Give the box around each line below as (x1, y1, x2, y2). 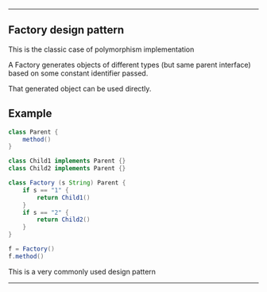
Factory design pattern (8, 23, 125, 37)
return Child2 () (37, 216, 91, 224)
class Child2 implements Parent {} (8, 165, 126, 173)
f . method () (8, 252, 44, 260)
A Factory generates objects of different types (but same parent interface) (8, 60, 252, 69)
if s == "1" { (22, 186, 69, 194)
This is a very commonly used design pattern (8, 267, 157, 276)
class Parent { (8, 128, 59, 136)
